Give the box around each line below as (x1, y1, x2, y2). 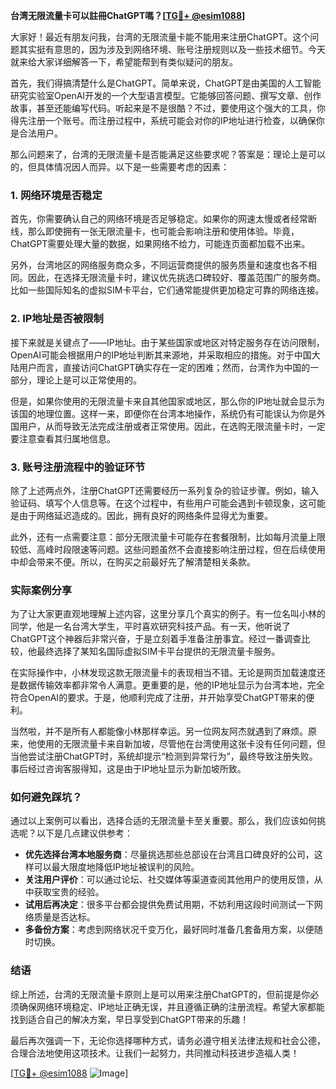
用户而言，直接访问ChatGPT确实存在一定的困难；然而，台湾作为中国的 (18, 361, 311, 373)
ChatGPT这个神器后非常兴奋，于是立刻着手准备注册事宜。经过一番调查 (10, 633, 302, 645)
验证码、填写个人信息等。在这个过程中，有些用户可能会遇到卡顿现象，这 (10, 497, 308, 509)
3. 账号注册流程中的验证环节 (10, 460, 146, 474)
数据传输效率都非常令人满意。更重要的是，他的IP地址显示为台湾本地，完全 (18, 679, 325, 691)
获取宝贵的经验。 (33, 886, 105, 898)
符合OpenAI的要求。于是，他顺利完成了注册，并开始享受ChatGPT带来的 (10, 692, 307, 704)
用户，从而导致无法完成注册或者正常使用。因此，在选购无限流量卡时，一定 (18, 420, 326, 432)
